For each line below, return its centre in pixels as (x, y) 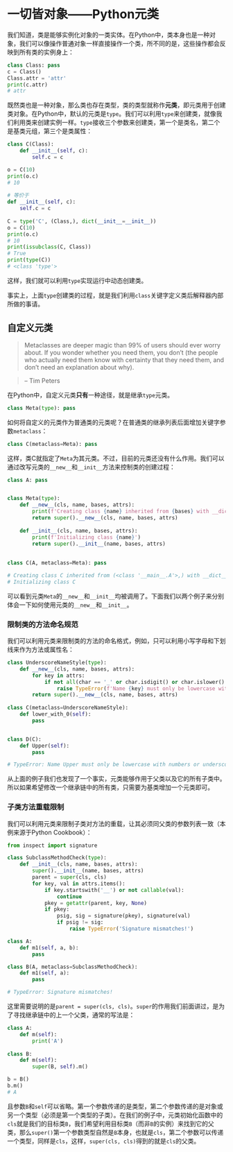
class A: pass (28, 480)
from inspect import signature (52, 845)
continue (69, 896)
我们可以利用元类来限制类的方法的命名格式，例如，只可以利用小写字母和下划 (116, 641)
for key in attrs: (59, 676)
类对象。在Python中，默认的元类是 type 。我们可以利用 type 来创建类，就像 (112, 114)
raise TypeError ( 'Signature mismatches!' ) (131, 929)
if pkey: (57, 909)
